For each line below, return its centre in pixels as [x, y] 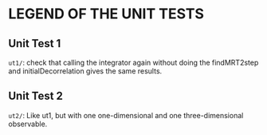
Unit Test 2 [36, 96]
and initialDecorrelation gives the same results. [85, 71]
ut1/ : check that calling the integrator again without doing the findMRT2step [133, 62]
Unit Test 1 [35, 44]
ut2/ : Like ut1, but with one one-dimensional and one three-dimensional [126, 115]
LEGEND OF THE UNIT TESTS [106, 14]
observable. [28, 124]
